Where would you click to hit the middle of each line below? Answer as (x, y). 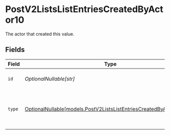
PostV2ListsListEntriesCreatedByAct (84, 9)
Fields (15, 50)
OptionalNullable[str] (50, 79)
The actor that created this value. (40, 34)
